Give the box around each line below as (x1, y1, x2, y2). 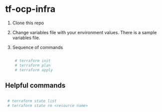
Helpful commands (5, 81, 66, 90)
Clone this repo (12, 20, 44, 26)
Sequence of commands (12, 44, 63, 50)
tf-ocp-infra (5, 3, 56, 15)
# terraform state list (7, 99, 57, 104)
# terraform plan (14, 63, 51, 68)
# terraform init (14, 58, 51, 63)
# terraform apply (14, 67, 53, 72)
